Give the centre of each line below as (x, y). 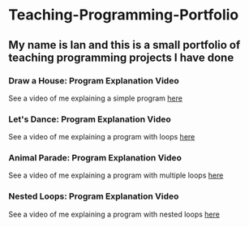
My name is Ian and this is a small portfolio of (124, 45)
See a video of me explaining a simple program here (95, 98)
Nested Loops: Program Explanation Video (94, 196)
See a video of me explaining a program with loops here (102, 137)
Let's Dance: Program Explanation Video (90, 119)
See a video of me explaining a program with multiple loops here (116, 175)
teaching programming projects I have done (121, 57)
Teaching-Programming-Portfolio (124, 15)
